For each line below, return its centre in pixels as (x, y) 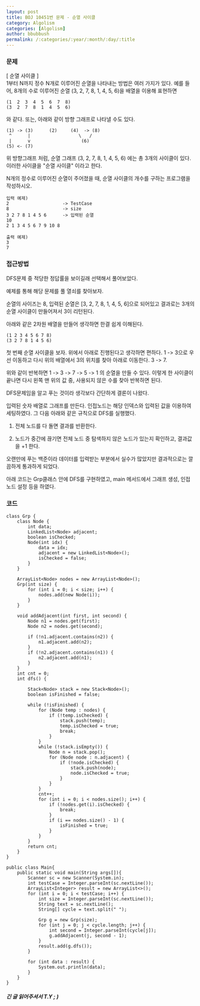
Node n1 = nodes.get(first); (64, 621)
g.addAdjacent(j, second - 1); (88, 935)
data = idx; (53, 548)
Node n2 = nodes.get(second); (65, 626)
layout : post (22, 12)
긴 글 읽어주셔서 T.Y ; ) (32, 997)
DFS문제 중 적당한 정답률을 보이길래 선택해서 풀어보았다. (72, 278)
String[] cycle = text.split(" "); (83, 909)
